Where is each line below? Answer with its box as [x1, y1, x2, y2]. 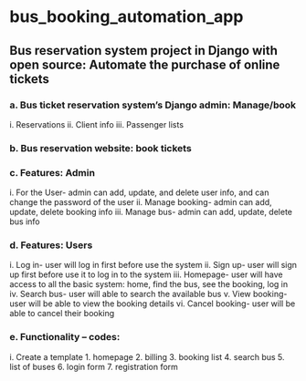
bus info [9, 216, 41, 227]
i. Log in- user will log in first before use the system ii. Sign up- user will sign [9, 260, 298, 271]
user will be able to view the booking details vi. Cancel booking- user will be [9, 298, 296, 309]
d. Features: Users [9, 239, 93, 252]
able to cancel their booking [9, 308, 115, 319]
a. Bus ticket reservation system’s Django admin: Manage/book [9, 98, 297, 111]
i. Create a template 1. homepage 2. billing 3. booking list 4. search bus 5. [9, 351, 285, 362]
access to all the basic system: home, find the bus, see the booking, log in [9, 279, 289, 290]
